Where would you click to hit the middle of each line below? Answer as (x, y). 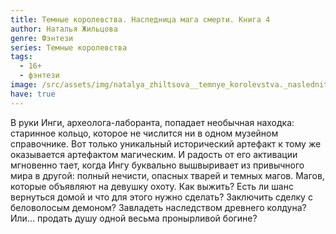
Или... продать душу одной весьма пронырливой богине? (134, 218)
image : (24, 85)
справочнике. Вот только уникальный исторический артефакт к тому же (166, 143)
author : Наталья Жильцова (64, 29)
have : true (33, 94)
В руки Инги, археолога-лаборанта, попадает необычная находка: (152, 122)
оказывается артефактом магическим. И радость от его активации (154, 154)
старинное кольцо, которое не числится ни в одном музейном (144, 133)
